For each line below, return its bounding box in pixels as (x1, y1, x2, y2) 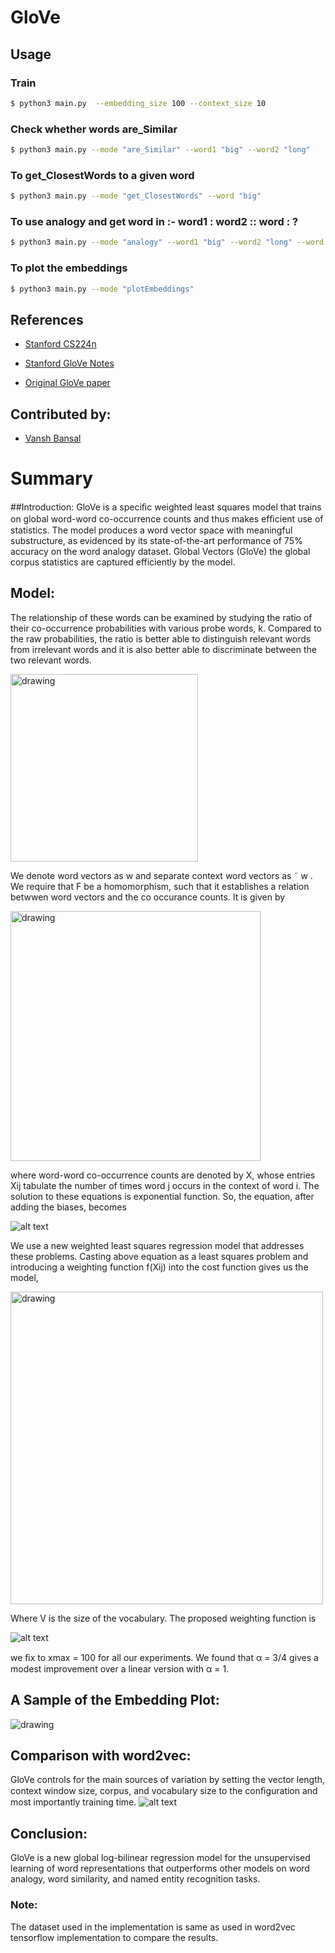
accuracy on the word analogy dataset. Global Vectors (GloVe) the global (10, 546, 311, 557)
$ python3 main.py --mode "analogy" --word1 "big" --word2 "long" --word (10, 237, 325, 248)
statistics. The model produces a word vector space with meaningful (10, 524, 293, 536)
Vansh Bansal (24, 432, 82, 445)
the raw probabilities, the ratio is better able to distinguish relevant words (10, 632, 312, 645)
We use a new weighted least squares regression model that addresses (10, 1239, 305, 1251)
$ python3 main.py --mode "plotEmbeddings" (10, 284, 195, 294)
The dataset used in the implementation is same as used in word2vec (10, 1921, 296, 1933)
